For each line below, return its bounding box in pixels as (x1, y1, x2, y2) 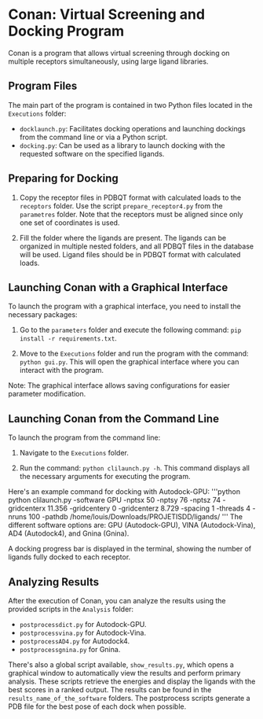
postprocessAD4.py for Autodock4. (19, 636, 130, 646)
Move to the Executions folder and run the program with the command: (19, 348, 249, 359)
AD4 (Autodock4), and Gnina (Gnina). (8, 529, 130, 538)
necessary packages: (8, 310, 78, 319)
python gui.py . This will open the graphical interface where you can (19, 357, 239, 367)
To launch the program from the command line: (8, 433, 161, 442)
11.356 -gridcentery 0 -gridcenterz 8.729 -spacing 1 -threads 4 (47, 503, 251, 513)
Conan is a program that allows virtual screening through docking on (8, 48, 230, 57)
